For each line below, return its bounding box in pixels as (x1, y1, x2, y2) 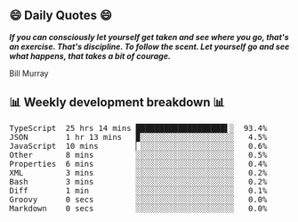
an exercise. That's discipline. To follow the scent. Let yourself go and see (9, 41, 290, 52)
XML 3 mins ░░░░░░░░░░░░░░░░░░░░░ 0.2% (9, 168, 268, 177)
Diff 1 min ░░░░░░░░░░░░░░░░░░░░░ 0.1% (9, 185, 268, 195)
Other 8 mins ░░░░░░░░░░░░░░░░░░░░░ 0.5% (9, 150, 268, 160)
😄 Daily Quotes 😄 (9, 8, 113, 23)
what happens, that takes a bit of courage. (9, 50, 172, 62)
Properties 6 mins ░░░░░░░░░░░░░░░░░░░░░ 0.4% (9, 159, 268, 169)
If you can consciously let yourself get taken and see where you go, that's (9, 31, 289, 42)
